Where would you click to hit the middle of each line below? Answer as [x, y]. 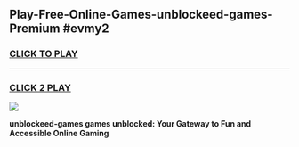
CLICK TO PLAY [44, 54]
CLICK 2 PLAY [40, 87]
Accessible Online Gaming [59, 133]
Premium [35, 29]
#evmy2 [86, 29]
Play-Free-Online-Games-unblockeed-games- [141, 15]
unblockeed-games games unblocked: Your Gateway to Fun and [130, 123]
